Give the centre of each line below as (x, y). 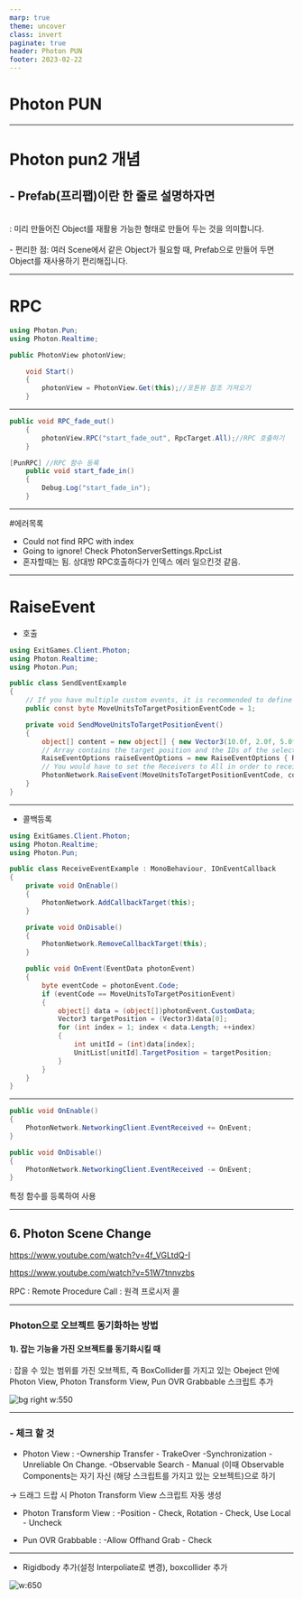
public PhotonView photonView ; (68, 355)
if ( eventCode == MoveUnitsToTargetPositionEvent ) (139, 994)
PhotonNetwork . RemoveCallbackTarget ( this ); (124, 944)
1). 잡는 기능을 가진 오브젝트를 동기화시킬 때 (85, 1348)
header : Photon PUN (46, 51)
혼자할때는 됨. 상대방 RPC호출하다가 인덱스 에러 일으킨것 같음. (131, 562)
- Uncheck (42, 1522)
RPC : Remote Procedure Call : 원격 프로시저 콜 (95, 1291)
